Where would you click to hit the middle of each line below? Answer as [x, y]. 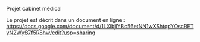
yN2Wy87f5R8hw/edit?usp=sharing [51, 33]
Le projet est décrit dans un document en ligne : [66, 20]
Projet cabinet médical [34, 9]
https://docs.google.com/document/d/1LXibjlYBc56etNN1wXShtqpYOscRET [100, 26]
